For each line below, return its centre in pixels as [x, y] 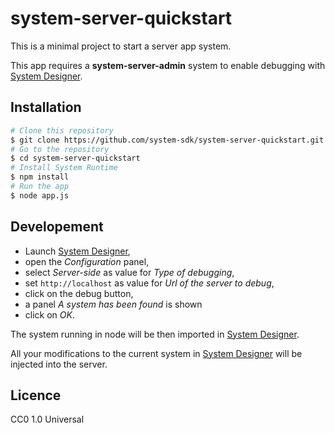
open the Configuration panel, [87, 261]
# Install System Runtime [64, 168]
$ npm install [40, 177]
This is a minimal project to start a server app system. [121, 46]
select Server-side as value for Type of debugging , [129, 272]
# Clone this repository [62, 130]
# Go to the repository [60, 149]
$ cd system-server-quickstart [75, 158]
